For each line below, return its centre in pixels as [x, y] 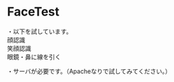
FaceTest [33, 12]
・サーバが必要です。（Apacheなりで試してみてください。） [89, 71]
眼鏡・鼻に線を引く [34, 57]
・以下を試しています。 [40, 31]
